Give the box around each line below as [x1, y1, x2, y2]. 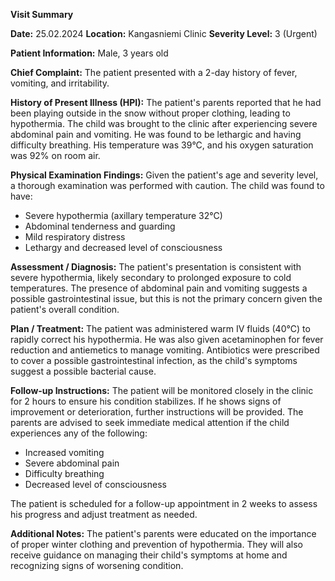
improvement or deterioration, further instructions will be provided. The [10, 406, 304, 418]
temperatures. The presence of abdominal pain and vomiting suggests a [10, 282, 308, 294]
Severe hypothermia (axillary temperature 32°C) [24, 210, 223, 221]
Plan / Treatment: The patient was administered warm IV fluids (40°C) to [10, 323, 311, 334]
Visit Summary [10, 9, 74, 20]
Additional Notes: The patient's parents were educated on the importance [10, 528, 317, 539]
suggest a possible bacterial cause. [10, 365, 157, 377]
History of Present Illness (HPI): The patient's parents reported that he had [10, 97, 322, 108]
